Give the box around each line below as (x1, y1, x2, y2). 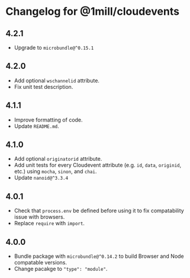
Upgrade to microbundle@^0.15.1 (14, 44, 94, 51)
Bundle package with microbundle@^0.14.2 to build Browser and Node (14, 253, 184, 260)
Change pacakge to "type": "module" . (14, 266, 108, 273)
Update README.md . (14, 122, 60, 129)
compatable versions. (14, 259, 67, 266)
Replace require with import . (14, 220, 85, 227)
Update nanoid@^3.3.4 (14, 174, 69, 181)
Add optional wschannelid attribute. (14, 76, 100, 84)
